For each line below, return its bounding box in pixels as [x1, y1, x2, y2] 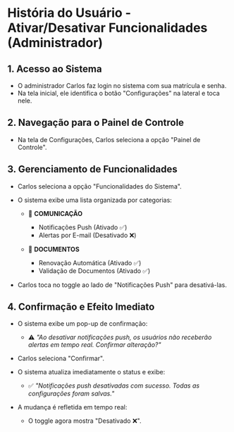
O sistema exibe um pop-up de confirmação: [17, 319, 148, 328]
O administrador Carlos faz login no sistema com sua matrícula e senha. [17, 82, 227, 89]
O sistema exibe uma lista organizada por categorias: [17, 196, 173, 204]
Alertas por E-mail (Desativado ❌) [38, 231, 137, 239]
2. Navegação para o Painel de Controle [7, 117, 185, 129]
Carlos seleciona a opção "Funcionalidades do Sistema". [17, 182, 182, 191]
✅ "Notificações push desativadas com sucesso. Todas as [27, 381, 199, 390]
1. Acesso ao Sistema [7, 63, 102, 75]
